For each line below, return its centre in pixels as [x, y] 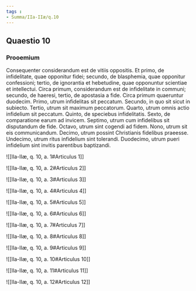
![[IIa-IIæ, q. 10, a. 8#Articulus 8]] [46, 236]
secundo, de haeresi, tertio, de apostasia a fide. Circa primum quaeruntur [95, 95]
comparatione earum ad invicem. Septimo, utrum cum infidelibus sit [88, 121]
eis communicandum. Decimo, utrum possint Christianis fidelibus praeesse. [97, 133]
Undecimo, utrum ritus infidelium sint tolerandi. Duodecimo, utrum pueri [93, 139]
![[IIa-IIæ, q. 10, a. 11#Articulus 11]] [47, 270]
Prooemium [23, 58]
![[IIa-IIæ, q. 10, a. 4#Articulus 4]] [46, 191]
